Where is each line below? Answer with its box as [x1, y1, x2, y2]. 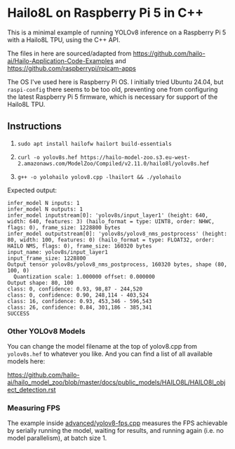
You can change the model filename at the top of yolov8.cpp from [7, 342, 198, 351]
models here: [7, 357, 46, 366]
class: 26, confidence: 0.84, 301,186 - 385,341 [7, 304, 152, 311]
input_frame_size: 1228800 [7, 255, 86, 262]
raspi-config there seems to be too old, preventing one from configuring [7, 85, 218, 93]
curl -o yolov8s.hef [17, 154, 78, 161]
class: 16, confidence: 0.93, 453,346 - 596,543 [7, 297, 152, 304]
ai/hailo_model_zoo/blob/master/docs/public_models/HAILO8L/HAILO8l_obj [7, 378, 226, 387]
